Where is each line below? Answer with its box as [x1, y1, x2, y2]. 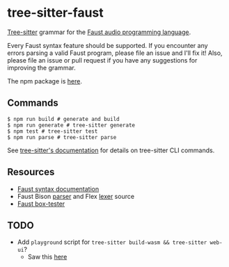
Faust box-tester [17, 200, 65, 208]
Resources [7, 166, 55, 178]
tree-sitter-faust [7, 5, 104, 21]
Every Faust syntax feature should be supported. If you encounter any [7, 41, 208, 49]
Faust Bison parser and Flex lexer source [17, 192, 134, 200]
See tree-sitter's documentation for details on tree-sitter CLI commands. [7, 146, 215, 154]
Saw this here [27, 252, 68, 261]
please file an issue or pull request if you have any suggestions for [7, 56, 198, 64]
